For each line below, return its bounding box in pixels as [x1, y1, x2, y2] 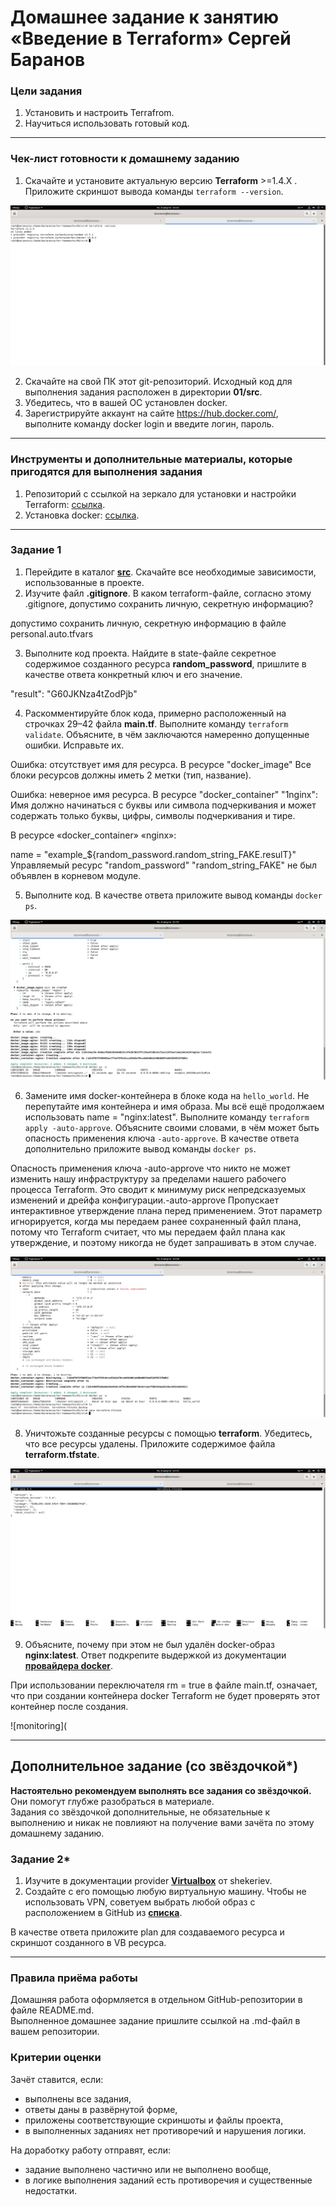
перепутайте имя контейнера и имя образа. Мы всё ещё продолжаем [24, 1101, 325, 1113]
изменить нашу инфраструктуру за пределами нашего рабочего [10, 1173, 287, 1185]
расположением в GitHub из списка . [24, 1907, 183, 1919]
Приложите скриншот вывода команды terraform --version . [24, 185, 284, 197]
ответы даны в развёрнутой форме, [24, 2103, 178, 2115]
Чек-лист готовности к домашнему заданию [10, 152, 240, 166]
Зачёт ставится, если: [10, 2073, 104, 2085]
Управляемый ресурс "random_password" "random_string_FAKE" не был [10, 859, 318, 871]
